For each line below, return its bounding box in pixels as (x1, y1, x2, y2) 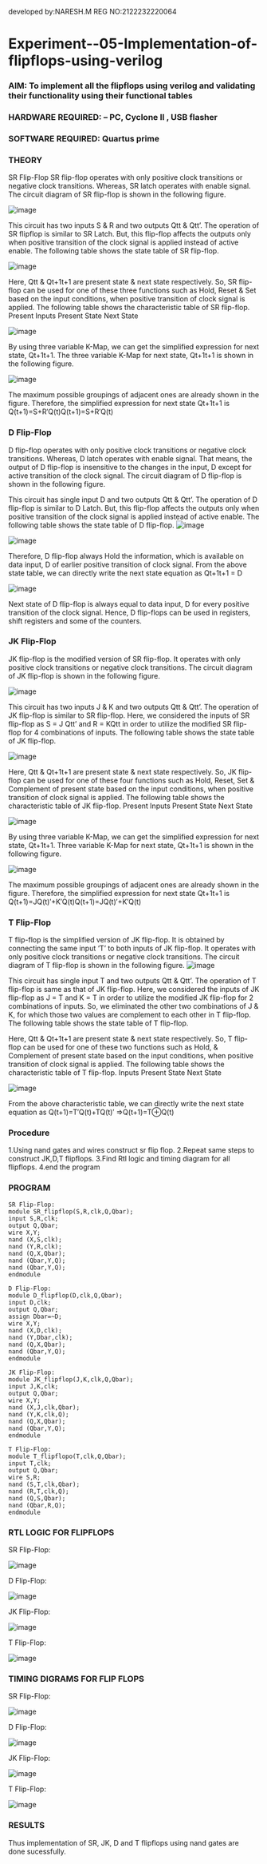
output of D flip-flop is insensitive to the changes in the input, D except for (8, 462, 253, 472)
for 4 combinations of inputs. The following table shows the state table (22, 727, 255, 737)
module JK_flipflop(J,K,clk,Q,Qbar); (8, 1375, 134, 1384)
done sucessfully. (8, 1846, 66, 1856)
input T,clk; (8, 1459, 52, 1468)
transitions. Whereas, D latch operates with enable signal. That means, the (8, 453, 253, 463)
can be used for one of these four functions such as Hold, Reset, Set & (22, 775, 255, 785)
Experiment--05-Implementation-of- (8, 35, 257, 53)
